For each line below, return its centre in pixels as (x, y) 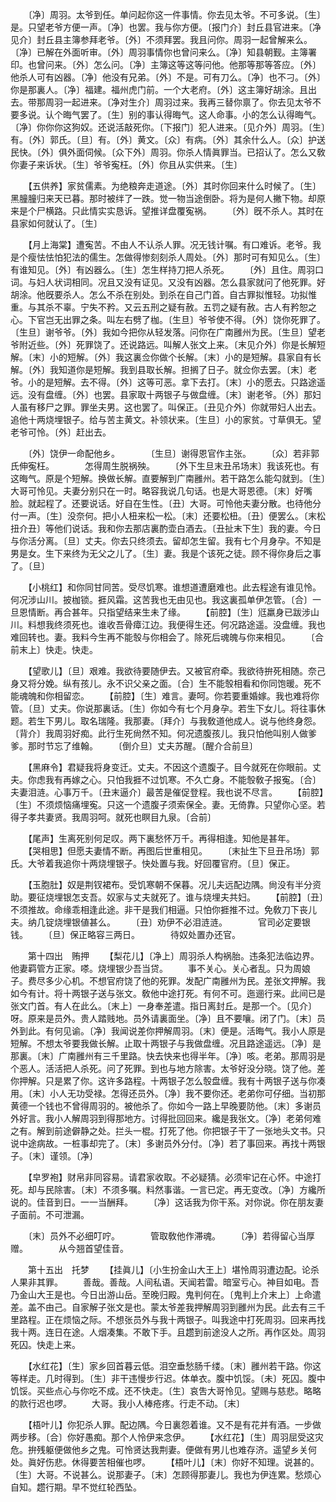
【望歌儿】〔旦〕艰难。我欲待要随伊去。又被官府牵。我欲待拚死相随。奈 (172, 671)
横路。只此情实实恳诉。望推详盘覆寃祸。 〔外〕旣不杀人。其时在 (184, 211)
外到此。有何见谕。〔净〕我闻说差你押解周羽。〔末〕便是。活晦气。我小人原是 (168, 1031)
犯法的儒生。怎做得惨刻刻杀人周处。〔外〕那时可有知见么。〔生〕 (194, 257)
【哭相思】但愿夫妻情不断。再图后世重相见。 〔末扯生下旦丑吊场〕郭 (173, 851)
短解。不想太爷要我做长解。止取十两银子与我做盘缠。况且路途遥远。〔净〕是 (166, 1043)
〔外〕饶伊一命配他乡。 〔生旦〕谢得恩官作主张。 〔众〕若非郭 (173, 453)
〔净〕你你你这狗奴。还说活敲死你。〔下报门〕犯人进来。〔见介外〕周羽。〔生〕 (168, 127)
